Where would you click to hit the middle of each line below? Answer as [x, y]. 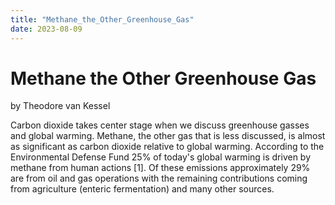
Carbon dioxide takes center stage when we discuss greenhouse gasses [160, 125]
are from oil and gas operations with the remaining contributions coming [159, 178]
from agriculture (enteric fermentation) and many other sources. [142, 189]
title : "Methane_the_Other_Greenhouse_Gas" [102, 19]
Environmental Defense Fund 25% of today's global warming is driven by [161, 157]
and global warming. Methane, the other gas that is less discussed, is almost [168, 136]
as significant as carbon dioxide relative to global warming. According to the [167, 147]
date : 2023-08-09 [46, 29]
